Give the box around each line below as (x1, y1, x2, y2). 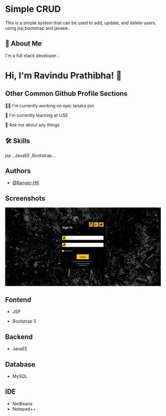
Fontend (5, 296, 31, 304)
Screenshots (5, 194, 45, 202)
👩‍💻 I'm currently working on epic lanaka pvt (5, 102, 94, 108)
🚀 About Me (5, 40, 42, 48)
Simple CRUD (5, 3, 61, 15)
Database (5, 360, 36, 369)
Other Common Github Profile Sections (5, 90, 127, 98)
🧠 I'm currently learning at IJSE (5, 112, 68, 118)
